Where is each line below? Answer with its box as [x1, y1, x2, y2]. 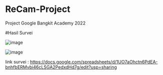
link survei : [5, 58, 29, 64]
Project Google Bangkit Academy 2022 [5, 20, 86, 26]
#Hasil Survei [5, 29, 33, 35]
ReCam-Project [5, 3, 71, 15]
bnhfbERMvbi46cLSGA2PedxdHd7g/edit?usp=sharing [5, 64, 117, 70]
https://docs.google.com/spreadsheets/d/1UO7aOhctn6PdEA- [30, 58, 158, 64]
